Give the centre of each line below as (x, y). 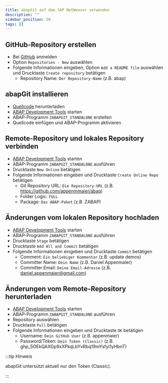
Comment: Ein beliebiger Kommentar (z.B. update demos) (81, 257)
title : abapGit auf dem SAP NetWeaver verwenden (57, 10)
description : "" (22, 15)
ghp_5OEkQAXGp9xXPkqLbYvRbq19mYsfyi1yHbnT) (73, 347)
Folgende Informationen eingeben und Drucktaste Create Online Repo (86, 175)
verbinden (22, 147)
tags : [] (14, 24)
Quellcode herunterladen (38, 106)
